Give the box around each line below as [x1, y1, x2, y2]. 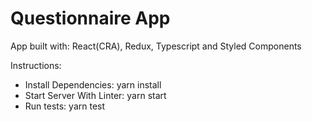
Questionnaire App [10, 7, 171, 30]
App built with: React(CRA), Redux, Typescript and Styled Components [10, 40, 302, 52]
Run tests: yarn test [24, 100, 106, 112]
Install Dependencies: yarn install [24, 78, 162, 91]
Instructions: [10, 59, 62, 71]
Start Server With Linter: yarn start [24, 89, 167, 101]
